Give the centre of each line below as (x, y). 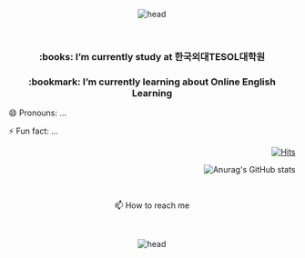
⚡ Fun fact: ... (33, 131)
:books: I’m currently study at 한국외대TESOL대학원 (152, 56)
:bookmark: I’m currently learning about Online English (152, 82)
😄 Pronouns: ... (38, 113)
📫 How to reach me (152, 205)
